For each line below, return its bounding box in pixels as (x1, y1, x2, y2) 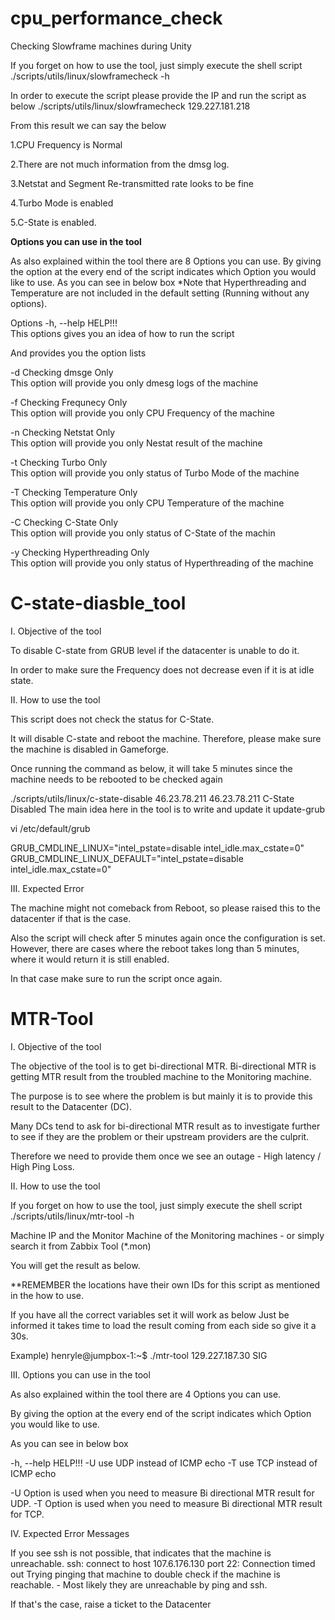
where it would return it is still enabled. (10, 953, 170, 965)
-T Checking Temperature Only (10, 486, 138, 498)
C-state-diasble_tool (10, 592, 187, 615)
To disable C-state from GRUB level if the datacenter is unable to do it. (10, 644, 300, 656)
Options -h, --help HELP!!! (10, 317, 118, 329)
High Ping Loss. (10, 1160, 75, 1172)
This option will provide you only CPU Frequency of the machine (10, 407, 276, 419)
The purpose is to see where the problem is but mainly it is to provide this (10, 1090, 313, 1102)
